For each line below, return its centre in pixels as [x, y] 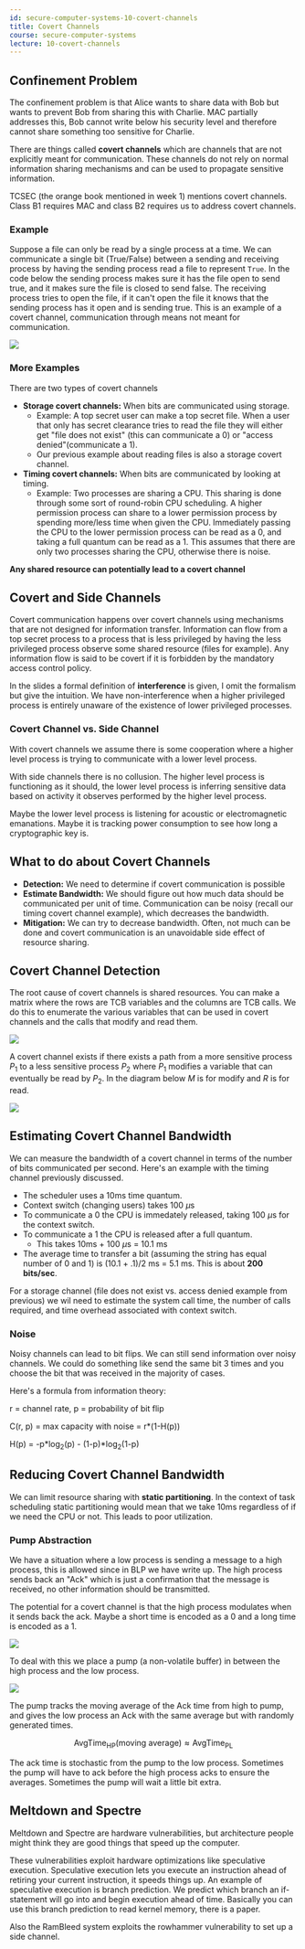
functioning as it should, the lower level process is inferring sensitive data [147, 786]
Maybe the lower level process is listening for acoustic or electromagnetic [148, 814]
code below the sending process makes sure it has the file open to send [145, 279]
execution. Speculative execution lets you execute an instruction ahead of [148, 1869]
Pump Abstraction [51, 1539]
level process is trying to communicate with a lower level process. [133, 759]
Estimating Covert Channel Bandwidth [121, 1136]
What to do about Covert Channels [110, 862]
